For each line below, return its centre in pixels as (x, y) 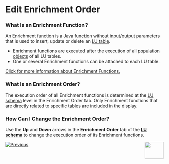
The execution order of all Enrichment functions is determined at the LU (79, 95)
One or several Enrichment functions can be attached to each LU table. (86, 62)
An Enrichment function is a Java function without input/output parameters (83, 36)
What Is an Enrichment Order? (43, 84)
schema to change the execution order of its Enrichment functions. (75, 135)
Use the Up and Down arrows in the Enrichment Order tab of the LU (76, 130)
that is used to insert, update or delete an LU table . (58, 41)
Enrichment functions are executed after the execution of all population (86, 51)
